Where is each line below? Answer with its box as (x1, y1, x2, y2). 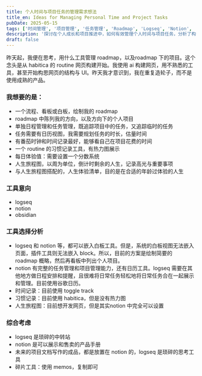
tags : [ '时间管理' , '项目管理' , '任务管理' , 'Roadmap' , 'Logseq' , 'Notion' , (6, 25, 192, 32)
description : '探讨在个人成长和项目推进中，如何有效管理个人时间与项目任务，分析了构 (6, 31, 197, 37)
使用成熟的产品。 (6, 76, 49, 83)
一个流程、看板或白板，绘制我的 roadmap (14, 108, 118, 115)
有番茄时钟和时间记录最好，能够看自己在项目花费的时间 (14, 138, 152, 145)
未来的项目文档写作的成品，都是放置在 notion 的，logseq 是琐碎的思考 (14, 348, 189, 356)
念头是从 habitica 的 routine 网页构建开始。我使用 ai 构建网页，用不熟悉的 (6, 61, 188, 68)
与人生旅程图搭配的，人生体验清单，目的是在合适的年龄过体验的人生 (14, 168, 184, 175)
